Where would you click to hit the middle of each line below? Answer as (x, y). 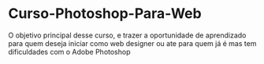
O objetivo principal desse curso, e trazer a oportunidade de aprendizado (127, 35)
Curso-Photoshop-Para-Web (105, 14)
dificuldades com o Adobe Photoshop (70, 52)
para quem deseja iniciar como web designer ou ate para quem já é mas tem (132, 43)
